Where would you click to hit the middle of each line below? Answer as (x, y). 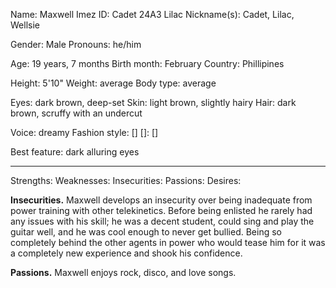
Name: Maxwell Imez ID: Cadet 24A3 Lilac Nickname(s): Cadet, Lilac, (152, 14)
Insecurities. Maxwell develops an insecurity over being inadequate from (161, 200)
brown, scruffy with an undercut (76, 113)
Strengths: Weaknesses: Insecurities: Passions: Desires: (126, 180)
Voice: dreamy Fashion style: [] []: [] (84, 132)
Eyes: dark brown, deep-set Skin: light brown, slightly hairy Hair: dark (153, 102)
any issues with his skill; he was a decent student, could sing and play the (162, 221)
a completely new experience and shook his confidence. (126, 253)
